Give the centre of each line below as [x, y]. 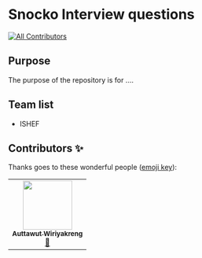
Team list [31, 105]
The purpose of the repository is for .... [71, 79]
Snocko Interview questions [101, 15]
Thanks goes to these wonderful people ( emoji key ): [93, 168]
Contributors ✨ [46, 148]
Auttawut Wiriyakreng [48, 234]
